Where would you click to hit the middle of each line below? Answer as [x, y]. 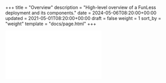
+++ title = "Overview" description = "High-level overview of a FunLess [81, 7]
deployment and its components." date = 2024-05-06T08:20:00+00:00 [81, 13]
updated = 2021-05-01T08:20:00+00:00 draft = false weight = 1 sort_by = [83, 18]
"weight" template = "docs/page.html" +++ [51, 24]
